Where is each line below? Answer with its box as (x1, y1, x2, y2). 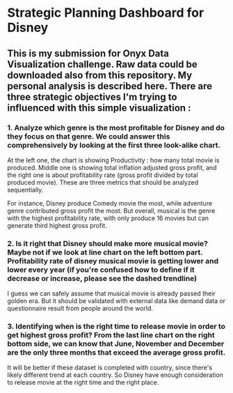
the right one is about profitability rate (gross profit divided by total (7, 171, 198, 179)
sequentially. (7, 185, 44, 194)
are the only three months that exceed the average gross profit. (7, 348, 226, 357)
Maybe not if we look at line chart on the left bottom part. (7, 247, 203, 257)
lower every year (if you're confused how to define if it (7, 265, 195, 275)
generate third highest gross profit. (7, 221, 108, 229)
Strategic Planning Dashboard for (7, 5, 204, 21)
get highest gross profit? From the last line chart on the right (7, 330, 216, 340)
